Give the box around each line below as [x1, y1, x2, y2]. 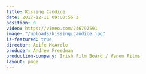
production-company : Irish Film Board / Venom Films [6, 53, 141, 59]
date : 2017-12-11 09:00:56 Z [6, 14, 79, 20]
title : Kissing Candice [6, 8, 66, 15]
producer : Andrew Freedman [6, 48, 74, 54]
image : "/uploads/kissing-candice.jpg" [6, 31, 106, 37]
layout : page [6, 58, 39, 64]
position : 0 [6, 20, 36, 26]
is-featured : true [6, 36, 52, 42]
